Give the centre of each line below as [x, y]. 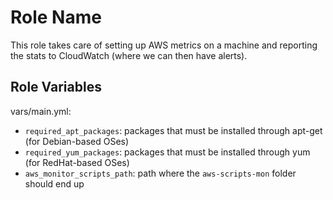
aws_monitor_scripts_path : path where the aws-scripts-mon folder [160, 173]
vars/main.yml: [41, 111]
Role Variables [56, 87]
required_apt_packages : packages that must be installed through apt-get [173, 130]
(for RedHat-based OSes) [77, 162]
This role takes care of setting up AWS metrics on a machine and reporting [164, 45]
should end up [54, 183]
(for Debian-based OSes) [77, 141]
